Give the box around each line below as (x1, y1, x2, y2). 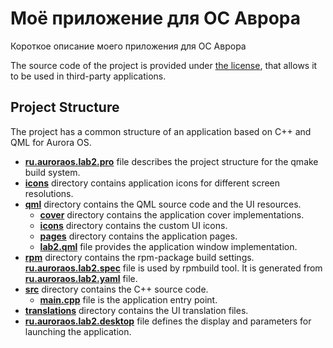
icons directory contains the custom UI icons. (39, 219, 228, 231)
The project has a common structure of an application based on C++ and (10, 125, 312, 137)
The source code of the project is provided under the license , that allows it (10, 59, 318, 71)
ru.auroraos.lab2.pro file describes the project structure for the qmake (24, 155, 319, 167)
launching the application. (24, 325, 132, 337)
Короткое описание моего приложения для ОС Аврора (10, 40, 247, 52)
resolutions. (24, 187, 74, 199)
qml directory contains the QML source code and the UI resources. (24, 198, 302, 210)
